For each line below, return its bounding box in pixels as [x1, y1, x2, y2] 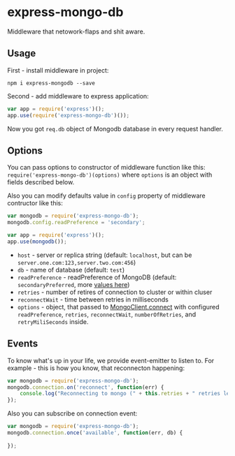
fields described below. [7, 178, 75, 186]
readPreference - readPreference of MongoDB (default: [17, 273, 177, 281]
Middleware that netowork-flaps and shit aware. [7, 27, 145, 36]
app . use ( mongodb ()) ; [7, 238, 68, 245]
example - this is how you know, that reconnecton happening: [7, 364, 185, 372]
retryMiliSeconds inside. [17, 317, 89, 325]
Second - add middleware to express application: [7, 91, 149, 100]
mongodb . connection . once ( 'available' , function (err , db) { [7, 429, 183, 436]
